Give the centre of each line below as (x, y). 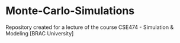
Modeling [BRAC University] (40, 33)
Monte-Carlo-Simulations (70, 11)
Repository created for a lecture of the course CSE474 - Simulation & (90, 27)
